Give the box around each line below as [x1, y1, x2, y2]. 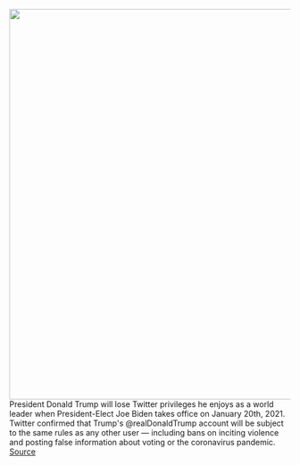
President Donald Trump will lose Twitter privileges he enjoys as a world [9, 399, 274, 410]
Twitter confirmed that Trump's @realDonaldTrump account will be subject [9, 418, 284, 428]
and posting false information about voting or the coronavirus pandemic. [9, 437, 276, 447]
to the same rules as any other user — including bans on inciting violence [9, 428, 279, 437]
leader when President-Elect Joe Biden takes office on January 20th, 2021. [9, 409, 286, 419]
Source [9, 446, 36, 457]
